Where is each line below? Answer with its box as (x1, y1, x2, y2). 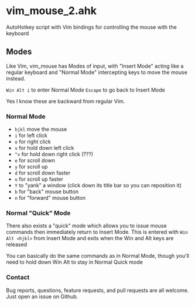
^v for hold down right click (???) (14, 151, 94, 158)
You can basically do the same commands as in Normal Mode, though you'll (6, 253, 189, 260)
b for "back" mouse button (14, 188, 79, 195)
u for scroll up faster (14, 176, 63, 183)
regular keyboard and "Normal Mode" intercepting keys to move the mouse (6, 69, 187, 76)
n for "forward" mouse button (14, 194, 86, 201)
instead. (6, 75, 26, 82)
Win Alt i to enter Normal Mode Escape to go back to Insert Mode (6, 86, 165, 93)
